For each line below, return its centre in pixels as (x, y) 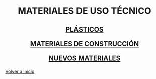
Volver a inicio (20, 71)
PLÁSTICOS (85, 29)
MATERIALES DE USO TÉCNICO (85, 11)
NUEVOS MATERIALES (85, 58)
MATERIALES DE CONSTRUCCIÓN (85, 44)
